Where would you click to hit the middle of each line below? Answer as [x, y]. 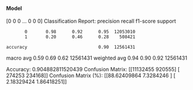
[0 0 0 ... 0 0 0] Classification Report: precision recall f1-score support [91, 21]
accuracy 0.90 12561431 [71, 47]
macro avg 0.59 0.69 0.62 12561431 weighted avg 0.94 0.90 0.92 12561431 [96, 58]
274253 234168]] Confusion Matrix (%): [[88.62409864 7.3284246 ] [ [91, 75]
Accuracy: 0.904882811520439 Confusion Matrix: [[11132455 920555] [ [93, 70]
